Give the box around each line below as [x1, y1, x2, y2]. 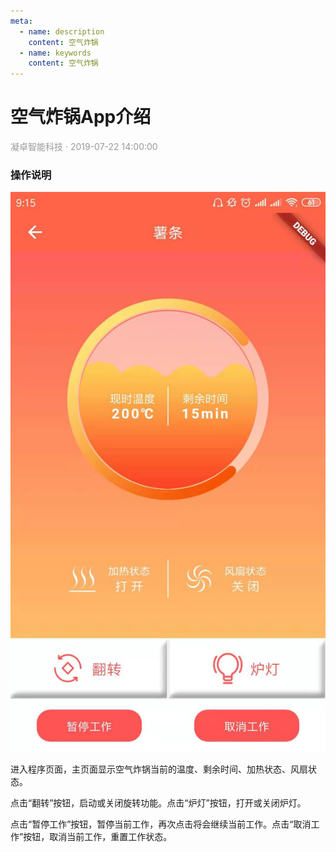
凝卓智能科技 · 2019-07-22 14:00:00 [10, 141, 158, 153]
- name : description [19, 26, 105, 37]
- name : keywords [19, 48, 92, 58]
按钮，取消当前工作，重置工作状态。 [23, 831, 173, 843]
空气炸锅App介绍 [10, 106, 152, 129]
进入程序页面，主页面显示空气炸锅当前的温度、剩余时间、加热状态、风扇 [10, 763, 308, 775]
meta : [10, 16, 33, 26]
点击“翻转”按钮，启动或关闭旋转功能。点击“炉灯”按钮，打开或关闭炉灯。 [10, 797, 307, 809]
